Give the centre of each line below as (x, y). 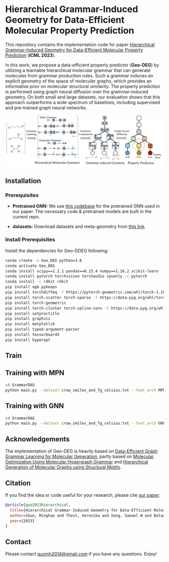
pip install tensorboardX (32, 335)
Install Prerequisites (30, 240)
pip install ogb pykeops (31, 287)
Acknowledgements (37, 439)
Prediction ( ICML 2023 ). (30, 55)
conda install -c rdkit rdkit (37, 282)
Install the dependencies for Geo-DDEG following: (57, 250)
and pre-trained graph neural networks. (46, 108)
